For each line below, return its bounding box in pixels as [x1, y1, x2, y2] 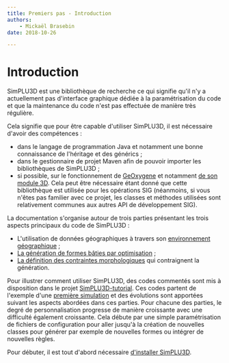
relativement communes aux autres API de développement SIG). [16, 201, 198, 209]
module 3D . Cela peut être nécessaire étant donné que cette [16, 179, 188, 187]
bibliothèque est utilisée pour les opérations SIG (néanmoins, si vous [16, 186, 211, 195]
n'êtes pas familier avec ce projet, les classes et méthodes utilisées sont [16, 193, 221, 202]
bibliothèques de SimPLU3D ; [16, 165, 100, 173]
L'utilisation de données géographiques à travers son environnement [16, 234, 211, 243]
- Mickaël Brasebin [19, 23, 75, 29]
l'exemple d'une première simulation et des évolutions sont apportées [7, 291, 204, 299]
